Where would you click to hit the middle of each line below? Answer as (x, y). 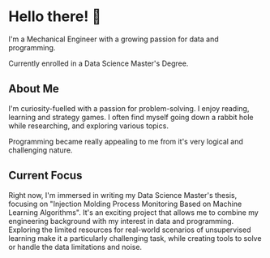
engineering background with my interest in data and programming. (121, 221)
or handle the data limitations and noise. (75, 247)
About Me (34, 89)
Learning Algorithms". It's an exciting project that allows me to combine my (134, 212)
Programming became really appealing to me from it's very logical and (126, 141)
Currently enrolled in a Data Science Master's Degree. (99, 63)
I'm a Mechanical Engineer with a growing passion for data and (114, 39)
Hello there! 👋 (55, 17)
